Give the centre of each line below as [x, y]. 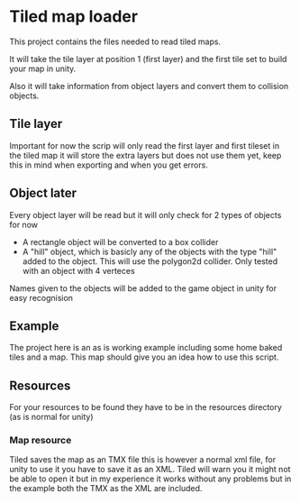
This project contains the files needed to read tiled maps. [115, 41]
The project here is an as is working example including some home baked [146, 348]
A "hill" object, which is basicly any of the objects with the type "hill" [150, 251]
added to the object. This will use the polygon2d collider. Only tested [150, 261]
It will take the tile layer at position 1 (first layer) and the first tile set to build [148, 59]
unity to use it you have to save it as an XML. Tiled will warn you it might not [150, 470]
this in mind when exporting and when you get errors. [109, 165]
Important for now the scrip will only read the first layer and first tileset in [145, 145]
